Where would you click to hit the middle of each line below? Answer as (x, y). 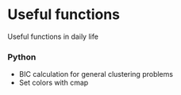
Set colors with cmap (54, 83)
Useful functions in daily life (53, 36)
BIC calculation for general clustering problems (96, 74)
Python (22, 57)
